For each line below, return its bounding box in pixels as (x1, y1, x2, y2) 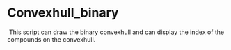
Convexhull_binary (7, 5, 119, 21)
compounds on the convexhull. (7, 35, 96, 43)
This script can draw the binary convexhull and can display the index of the (8, 28, 225, 36)
